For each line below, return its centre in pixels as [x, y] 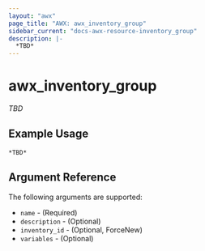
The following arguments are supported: [76, 197]
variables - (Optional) [57, 238]
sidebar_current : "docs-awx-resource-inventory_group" [103, 31]
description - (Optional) [60, 221]
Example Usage [49, 134]
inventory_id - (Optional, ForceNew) [81, 230]
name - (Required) [49, 212]
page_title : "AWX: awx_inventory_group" [78, 23]
